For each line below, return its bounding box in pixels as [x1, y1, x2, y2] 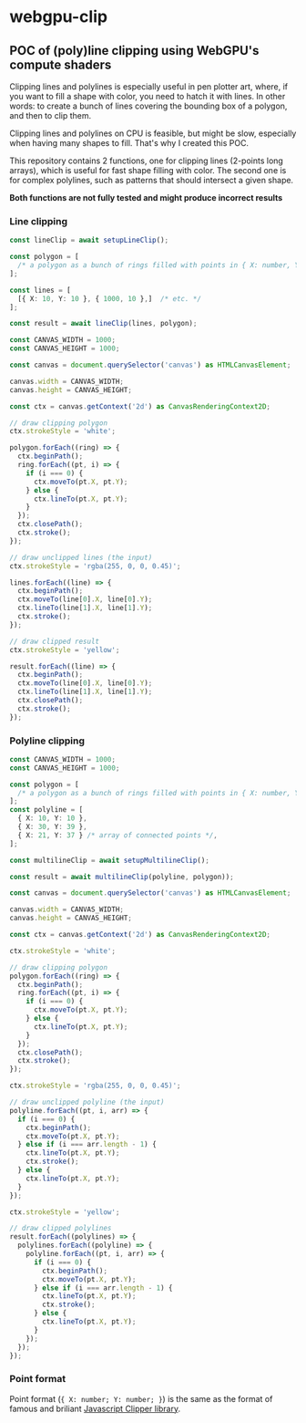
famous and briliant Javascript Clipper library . [9, 1403, 180, 1414]
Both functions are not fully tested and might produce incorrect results [9, 192, 283, 203]
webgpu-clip [9, 6, 107, 27]
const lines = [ [9, 286, 71, 295]
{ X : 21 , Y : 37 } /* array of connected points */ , [17, 830, 219, 840]
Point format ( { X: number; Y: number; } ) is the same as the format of [9, 1393, 273, 1404]
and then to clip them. [9, 110, 92, 120]
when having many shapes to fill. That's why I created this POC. [9, 138, 249, 148]
